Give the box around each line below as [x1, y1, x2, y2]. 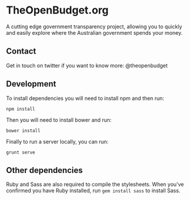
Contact [6, 46, 36, 56]
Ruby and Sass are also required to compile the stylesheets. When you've [6, 181, 184, 188]
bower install [6, 128, 41, 134]
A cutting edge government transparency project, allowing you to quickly [6, 23, 182, 30]
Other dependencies [6, 165, 83, 175]
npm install [6, 106, 35, 112]
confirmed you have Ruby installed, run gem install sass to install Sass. [6, 187, 181, 194]
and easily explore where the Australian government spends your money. [6, 29, 183, 36]
